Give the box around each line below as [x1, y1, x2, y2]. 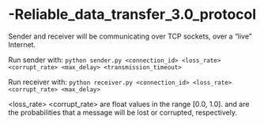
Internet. [8, 39, 36, 49]
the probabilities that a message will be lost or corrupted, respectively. [8, 108, 238, 117]
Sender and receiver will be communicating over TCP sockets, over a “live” [8, 31, 252, 41]
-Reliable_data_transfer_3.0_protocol [8, 6, 257, 24]
